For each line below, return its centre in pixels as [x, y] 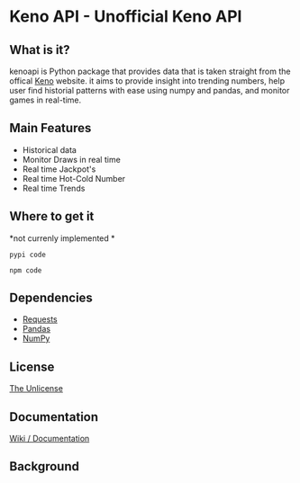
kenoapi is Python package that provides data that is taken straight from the [150, 71]
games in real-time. [45, 100]
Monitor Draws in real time [72, 159]
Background [44, 466]
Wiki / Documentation [50, 439]
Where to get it [52, 216]
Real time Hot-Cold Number [74, 178]
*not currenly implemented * [62, 238]
